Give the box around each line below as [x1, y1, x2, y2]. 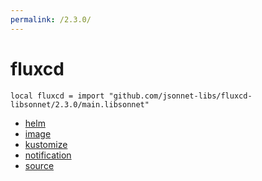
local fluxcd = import [10, 91, 105, 101]
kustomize [24, 138, 68, 150]
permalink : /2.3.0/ [10, 14, 92, 25]
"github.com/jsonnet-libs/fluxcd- [108, 91, 253, 101]
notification [24, 149, 72, 161]
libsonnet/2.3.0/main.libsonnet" [10, 99, 150, 110]
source [24, 159, 55, 171]
